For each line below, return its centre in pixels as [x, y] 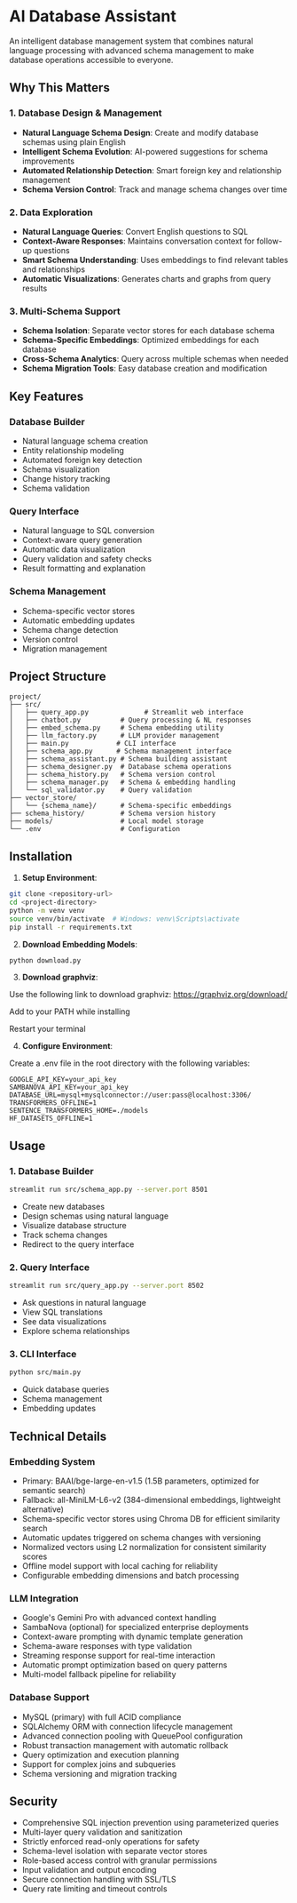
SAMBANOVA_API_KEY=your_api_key [69, 1087]
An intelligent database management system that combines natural [131, 41]
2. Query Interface [50, 1267]
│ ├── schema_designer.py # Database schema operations [121, 767]
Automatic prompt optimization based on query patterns [125, 1665]
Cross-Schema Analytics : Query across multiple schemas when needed [155, 359]
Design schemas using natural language [95, 1216]
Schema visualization [61, 469]
